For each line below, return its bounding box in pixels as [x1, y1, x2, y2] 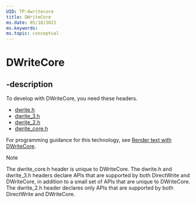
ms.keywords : [6, 25, 38, 31]
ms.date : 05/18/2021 [6, 19, 57, 25]
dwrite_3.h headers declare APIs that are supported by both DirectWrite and [6, 172, 190, 179]
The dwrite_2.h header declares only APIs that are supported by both [6, 184, 174, 191]
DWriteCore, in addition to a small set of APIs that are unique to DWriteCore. [6, 178, 190, 186]
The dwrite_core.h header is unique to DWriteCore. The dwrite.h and [6, 165, 172, 173]
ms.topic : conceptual [6, 31, 59, 37]
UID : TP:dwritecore [6, 8, 54, 15]
